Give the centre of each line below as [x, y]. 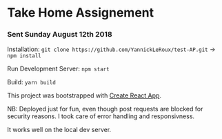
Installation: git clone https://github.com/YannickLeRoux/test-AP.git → [111, 49]
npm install [24, 56]
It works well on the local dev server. [59, 130]
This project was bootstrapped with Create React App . [84, 95]
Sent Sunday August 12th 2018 [60, 35]
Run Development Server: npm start [58, 69]
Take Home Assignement [81, 13]
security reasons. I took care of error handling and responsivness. [101, 116]
